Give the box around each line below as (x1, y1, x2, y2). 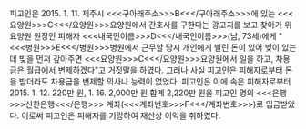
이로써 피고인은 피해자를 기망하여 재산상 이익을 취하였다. (21, 110, 221, 121)
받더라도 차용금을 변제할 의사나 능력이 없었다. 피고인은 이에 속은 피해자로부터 (18, 76, 291, 86)
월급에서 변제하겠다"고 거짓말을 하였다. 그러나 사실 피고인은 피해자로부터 (25, 64, 283, 75)
